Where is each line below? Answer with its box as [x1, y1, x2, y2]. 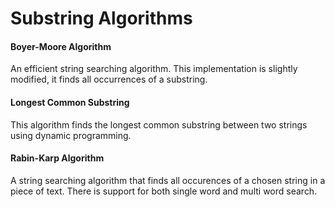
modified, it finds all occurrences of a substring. [10, 73, 208, 86]
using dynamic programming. [10, 129, 132, 141]
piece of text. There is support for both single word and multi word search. [10, 185, 318, 197]
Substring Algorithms [10, 7, 193, 30]
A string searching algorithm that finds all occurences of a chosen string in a [10, 174, 326, 186]
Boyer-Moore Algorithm [10, 40, 112, 52]
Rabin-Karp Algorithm [10, 152, 105, 164]
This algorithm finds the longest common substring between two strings [10, 118, 308, 131]
